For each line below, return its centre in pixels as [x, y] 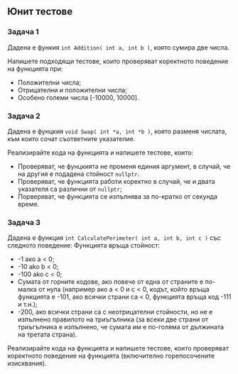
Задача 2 [24, 116]
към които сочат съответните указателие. [71, 138]
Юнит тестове [40, 12]
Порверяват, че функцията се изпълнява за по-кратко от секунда [118, 196]
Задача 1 [23, 32]
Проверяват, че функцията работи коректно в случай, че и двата [116, 181]
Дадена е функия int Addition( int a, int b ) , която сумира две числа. [118, 47]
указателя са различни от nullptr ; [70, 189]
